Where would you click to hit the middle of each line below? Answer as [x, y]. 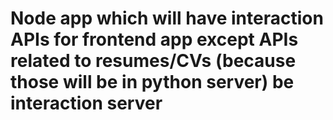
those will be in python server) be [152, 82]
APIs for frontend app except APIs [154, 39]
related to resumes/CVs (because [153, 61]
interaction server [86, 103]
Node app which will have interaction [167, 18]
